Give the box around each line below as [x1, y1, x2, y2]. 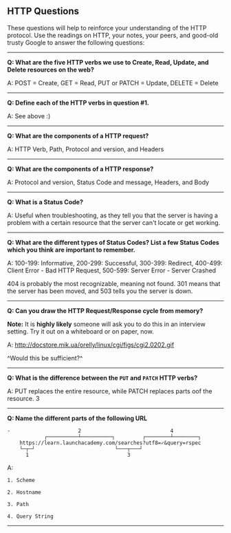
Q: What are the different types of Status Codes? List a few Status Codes [7, 238, 220, 246]
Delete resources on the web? [7, 65, 95, 74]
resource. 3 [7, 394, 40, 402]
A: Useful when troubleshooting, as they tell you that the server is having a [7, 211, 219, 219]
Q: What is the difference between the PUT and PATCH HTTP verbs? [7, 373, 198, 382]
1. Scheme [7, 477, 36, 483]
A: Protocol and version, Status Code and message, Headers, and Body [7, 178, 210, 186]
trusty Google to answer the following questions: [7, 38, 145, 47]
